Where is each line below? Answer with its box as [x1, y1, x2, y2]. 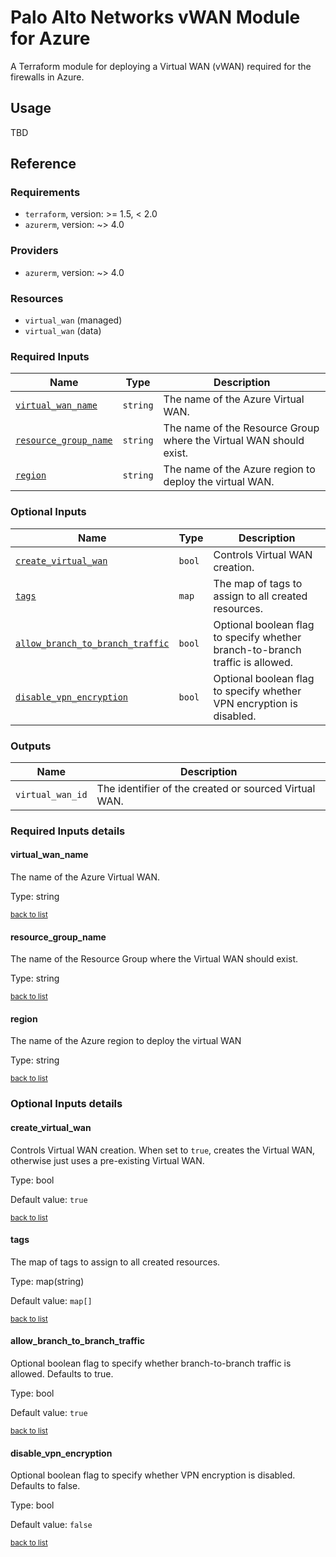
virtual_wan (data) [24, 325, 102, 337]
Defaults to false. [10, 1480, 81, 1492]
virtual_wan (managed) [24, 314, 123, 326]
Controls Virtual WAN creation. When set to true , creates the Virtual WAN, [10, 1144, 315, 1156]
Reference [10, 156, 77, 173]
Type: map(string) [10, 1275, 85, 1287]
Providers [10, 244, 59, 258]
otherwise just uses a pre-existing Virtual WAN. [10, 1154, 205, 1166]
